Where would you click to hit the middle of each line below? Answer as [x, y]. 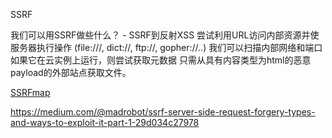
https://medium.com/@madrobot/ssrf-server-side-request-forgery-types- [163, 112]
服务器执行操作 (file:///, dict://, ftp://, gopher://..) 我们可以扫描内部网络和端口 [166, 47]
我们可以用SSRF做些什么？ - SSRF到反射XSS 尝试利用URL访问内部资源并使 [165, 35]
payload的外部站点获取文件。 [71, 72]
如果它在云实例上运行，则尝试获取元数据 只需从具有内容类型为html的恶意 [161, 60]
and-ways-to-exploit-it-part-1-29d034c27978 [105, 122]
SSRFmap [30, 92]
